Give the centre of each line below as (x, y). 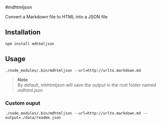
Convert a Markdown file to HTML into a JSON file (56, 17)
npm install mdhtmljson (30, 44)
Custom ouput (23, 103)
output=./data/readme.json (33, 118)
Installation (23, 32)
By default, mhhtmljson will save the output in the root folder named (87, 85)
